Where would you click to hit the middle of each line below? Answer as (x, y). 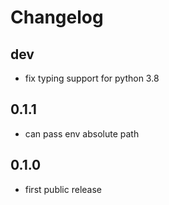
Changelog (57, 17)
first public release (63, 189)
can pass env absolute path (82, 133)
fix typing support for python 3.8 (92, 78)
